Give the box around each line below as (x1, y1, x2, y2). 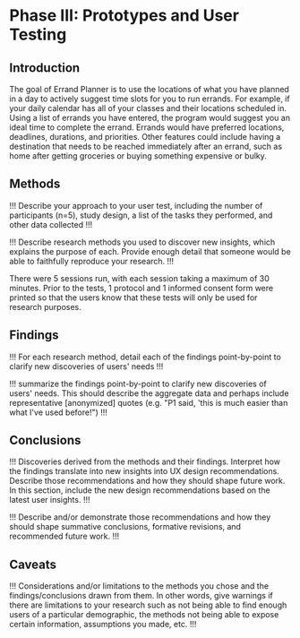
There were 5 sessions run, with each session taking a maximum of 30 (9, 272, 270, 283)
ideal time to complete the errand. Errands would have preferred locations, (9, 122, 285, 133)
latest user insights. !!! (9, 495, 90, 505)
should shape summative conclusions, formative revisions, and (9, 522, 242, 532)
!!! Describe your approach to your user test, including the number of (9, 200, 263, 211)
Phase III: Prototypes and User (9, 5, 240, 26)
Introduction (9, 60, 81, 75)
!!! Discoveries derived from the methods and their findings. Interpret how (9, 456, 280, 467)
